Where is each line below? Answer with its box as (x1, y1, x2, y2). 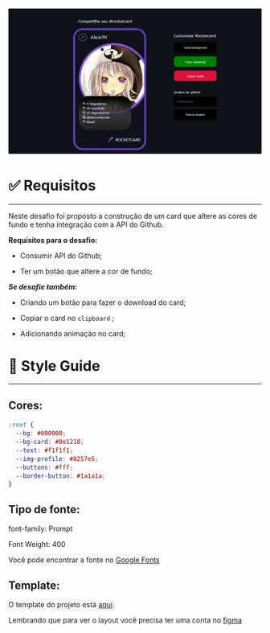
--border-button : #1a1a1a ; (15, 471, 106, 480)
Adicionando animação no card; (19, 328, 126, 338)
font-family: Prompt (8, 524, 73, 534)
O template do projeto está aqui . (8, 599, 115, 609)
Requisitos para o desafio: (8, 235, 98, 245)
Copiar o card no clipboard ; (19, 313, 115, 323)
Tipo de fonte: (8, 503, 80, 516)
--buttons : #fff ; (15, 463, 74, 471)
